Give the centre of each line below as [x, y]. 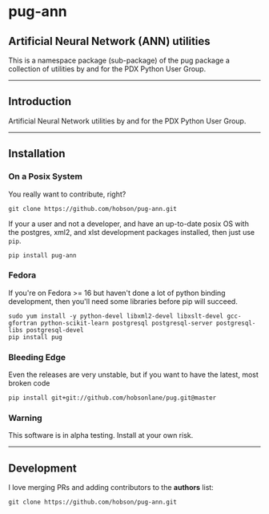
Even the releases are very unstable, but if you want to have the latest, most [133, 374]
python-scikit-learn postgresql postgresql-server [127, 323]
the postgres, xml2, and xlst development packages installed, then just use [131, 232]
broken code [29, 383]
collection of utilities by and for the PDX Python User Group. [107, 69]
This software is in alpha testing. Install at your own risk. [101, 435]
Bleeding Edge [37, 357]
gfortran [23, 323]
